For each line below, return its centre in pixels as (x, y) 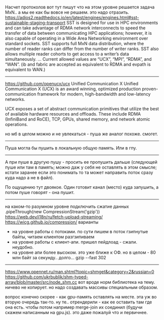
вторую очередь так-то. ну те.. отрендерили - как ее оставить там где (79, 302)
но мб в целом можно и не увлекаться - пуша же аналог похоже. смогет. (82, 134)
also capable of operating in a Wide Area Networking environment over (77, 38)
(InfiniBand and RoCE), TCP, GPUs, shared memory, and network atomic (78, 119)
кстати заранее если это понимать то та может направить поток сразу (79, 172)
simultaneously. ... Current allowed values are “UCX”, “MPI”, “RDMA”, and (79, 59)
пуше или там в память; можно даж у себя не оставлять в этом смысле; (81, 167)
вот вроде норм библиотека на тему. (116, 282)
